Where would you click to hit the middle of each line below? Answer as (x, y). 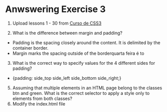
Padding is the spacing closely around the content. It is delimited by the (86, 42)
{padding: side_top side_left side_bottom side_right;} (67, 78)
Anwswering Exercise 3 (56, 9)
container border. (30, 48)
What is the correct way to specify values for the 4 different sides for (84, 63)
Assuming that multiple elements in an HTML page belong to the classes (87, 88)
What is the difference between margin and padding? (67, 33)
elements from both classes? (42, 98)
